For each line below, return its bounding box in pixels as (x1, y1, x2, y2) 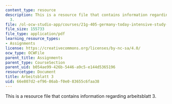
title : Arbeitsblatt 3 (5, 74, 54, 79)
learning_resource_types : (5, 36, 60, 41)
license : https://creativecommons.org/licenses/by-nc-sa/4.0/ (5, 46, 141, 51)
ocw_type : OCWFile (5, 50, 45, 55)
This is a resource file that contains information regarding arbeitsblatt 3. (5, 93, 157, 99)
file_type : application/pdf (5, 31, 66, 36)
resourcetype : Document (5, 70, 56, 75)
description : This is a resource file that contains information (5, 12, 147, 17)
